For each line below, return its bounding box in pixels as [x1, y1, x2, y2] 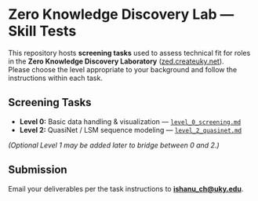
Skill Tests [8, 22, 77, 40]
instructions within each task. [8, 73, 104, 82]
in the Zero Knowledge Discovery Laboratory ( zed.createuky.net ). [8, 57, 225, 66]
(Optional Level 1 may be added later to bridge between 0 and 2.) [8, 140, 220, 150]
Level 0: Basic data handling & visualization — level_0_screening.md [19, 116, 242, 126]
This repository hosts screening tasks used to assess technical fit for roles [8, 48, 251, 57]
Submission [8, 163, 68, 177]
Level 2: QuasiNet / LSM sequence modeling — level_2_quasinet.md [19, 125, 242, 134]
